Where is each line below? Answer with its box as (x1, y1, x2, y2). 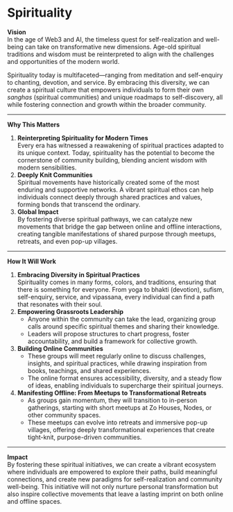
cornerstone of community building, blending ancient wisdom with (17, 156, 207, 164)
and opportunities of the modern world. (7, 57, 120, 65)
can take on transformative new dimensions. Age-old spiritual (24, 42, 201, 51)
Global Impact (17, 207, 59, 216)
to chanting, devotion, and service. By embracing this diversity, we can (7, 78, 210, 86)
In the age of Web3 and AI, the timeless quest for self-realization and (7, 35, 205, 43)
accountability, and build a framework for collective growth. (27, 337, 198, 345)
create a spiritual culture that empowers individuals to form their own (7, 85, 205, 94)
